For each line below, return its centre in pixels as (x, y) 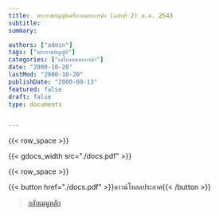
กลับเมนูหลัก (44, 203)
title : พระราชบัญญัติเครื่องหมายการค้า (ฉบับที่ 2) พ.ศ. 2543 (91, 16)
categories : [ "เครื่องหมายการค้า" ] (56, 60)
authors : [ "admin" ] (41, 45)
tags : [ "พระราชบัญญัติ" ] (42, 53)
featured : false (35, 89)
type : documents (35, 104)
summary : (23, 30)
